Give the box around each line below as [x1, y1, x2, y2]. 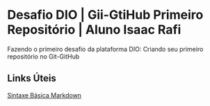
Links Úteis [7, 73, 57, 84]
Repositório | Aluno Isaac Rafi [7, 22, 181, 38]
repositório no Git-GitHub [7, 52, 80, 61]
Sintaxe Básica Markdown [7, 91, 82, 99]
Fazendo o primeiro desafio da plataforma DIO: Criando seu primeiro [7, 45, 204, 53]
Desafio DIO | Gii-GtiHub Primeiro [7, 7, 204, 23]
